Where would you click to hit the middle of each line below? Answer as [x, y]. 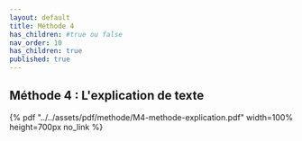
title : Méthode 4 [42, 26]
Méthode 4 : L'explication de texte [107, 96]
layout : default [40, 18]
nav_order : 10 [36, 43]
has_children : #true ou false [66, 34]
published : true [40, 59]
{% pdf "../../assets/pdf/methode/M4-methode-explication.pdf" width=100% [151, 117]
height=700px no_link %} [56, 127]
